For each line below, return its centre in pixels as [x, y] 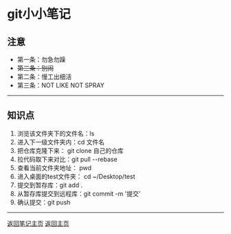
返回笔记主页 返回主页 [38, 223]
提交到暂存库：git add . [50, 185]
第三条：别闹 [35, 68]
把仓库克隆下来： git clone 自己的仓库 [70, 150]
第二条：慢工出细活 [44, 77]
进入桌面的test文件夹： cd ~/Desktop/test [76, 176]
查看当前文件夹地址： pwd [54, 168]
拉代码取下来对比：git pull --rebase [67, 159]
